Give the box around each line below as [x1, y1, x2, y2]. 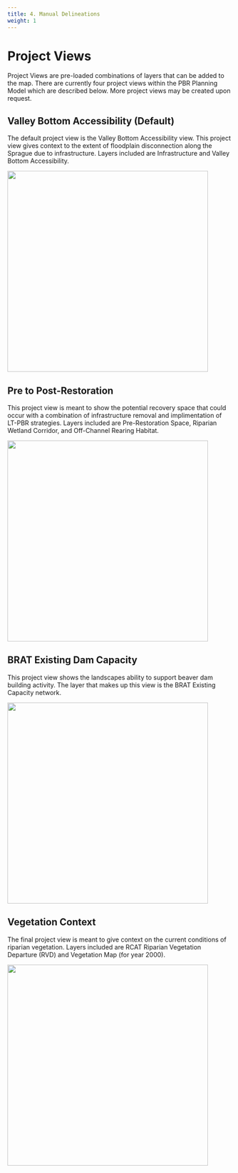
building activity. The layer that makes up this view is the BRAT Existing [7, 680, 216, 689]
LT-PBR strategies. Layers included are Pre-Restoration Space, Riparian [7, 419, 217, 427]
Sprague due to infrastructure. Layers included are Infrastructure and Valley [7, 149, 230, 158]
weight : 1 [7, 17, 37, 24]
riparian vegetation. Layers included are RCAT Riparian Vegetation [7, 942, 202, 951]
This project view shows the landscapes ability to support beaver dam [7, 673, 214, 682]
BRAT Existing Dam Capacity [7, 654, 138, 667]
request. [7, 94, 32, 103]
